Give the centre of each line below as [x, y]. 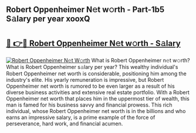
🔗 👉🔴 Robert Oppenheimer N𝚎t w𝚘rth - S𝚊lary [93, 43]
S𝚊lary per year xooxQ [48, 19]
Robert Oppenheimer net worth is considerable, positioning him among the [96, 74]
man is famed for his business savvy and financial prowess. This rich [89, 105]
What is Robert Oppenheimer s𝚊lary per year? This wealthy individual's [92, 67]
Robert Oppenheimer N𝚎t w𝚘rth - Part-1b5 [85, 10]
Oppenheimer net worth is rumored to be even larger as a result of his [90, 86]
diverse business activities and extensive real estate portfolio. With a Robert [98, 92]
